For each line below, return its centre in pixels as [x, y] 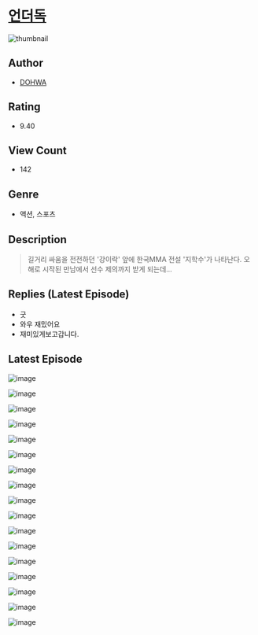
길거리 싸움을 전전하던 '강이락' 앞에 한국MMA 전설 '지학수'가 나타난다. [135, 259]
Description [37, 240]
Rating [24, 107]
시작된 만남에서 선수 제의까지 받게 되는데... [107, 269]
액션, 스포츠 [38, 214]
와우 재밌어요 [40, 324]
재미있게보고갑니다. [49, 334]
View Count [37, 150]
